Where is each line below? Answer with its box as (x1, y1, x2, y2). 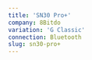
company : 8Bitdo (8, 19, 61, 26)
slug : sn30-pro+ (8, 41, 61, 48)
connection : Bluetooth (8, 33, 82, 41)
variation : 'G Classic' (8, 26, 86, 34)
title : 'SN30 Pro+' (8, 11, 72, 19)
